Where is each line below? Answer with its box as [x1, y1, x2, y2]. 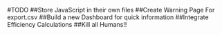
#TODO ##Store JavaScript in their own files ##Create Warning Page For [7, 6, 215, 14]
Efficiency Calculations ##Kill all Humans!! [7, 21, 127, 28]
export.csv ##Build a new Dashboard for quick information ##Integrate [7, 13, 209, 21]
